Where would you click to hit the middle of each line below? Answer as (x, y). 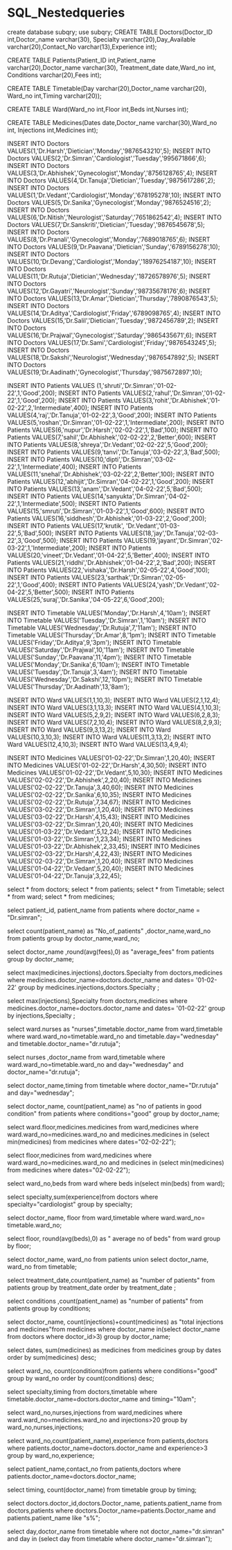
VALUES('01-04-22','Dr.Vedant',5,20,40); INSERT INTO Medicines (100, 868)
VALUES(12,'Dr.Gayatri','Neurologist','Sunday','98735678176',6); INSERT (109, 291)
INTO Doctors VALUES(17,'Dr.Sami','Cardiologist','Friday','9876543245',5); (112, 342)
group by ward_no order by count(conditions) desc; (81, 1378)
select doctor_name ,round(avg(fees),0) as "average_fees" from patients (111, 952)
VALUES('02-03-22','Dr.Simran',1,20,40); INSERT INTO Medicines (100, 861)
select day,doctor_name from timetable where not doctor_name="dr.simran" (116, 1531)
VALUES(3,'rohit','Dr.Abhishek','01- (171, 400)
